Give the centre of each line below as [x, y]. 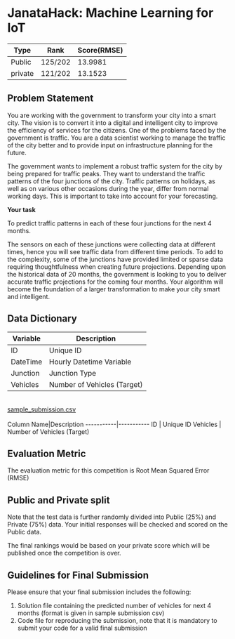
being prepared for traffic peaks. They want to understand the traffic [106, 173]
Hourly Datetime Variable [90, 362]
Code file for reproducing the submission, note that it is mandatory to [117, 620]
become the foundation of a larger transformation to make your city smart [114, 289]
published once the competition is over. [64, 553]
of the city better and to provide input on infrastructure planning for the [110, 145]
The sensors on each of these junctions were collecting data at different [111, 244]
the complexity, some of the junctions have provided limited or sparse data [115, 259]
